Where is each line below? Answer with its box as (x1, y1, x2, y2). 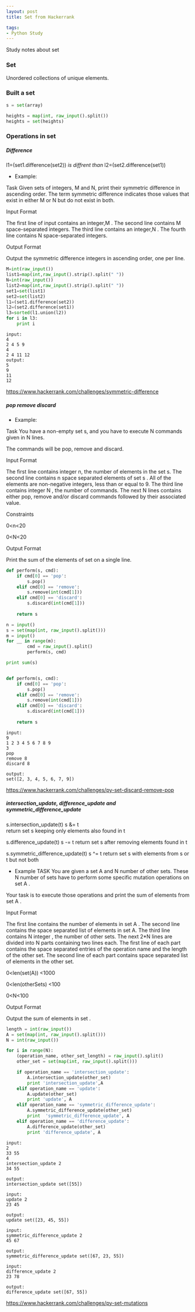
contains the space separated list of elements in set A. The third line (6, 927, 170, 934)
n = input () (6, 622, 35, 628)
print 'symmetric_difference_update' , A (27, 1113, 130, 1119)
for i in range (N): (6, 1048, 54, 1053)
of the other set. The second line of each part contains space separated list (6, 951, 189, 958)
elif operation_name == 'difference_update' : (16, 1118, 130, 1124)
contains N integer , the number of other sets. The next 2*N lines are (6, 932, 173, 940)
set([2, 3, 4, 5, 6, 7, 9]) (6, 776, 75, 782)
